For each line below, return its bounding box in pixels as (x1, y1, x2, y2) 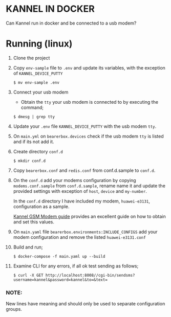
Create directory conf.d (13, 148, 63, 154)
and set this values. (13, 218, 54, 225)
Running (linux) (6, 38, 73, 50)
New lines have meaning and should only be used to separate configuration (6, 301, 165, 307)
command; (20, 104, 44, 110)
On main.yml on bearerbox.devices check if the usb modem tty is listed (13, 133, 164, 139)
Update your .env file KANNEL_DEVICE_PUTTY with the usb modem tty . (13, 123, 157, 129)
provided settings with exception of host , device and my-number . (13, 188, 147, 194)
